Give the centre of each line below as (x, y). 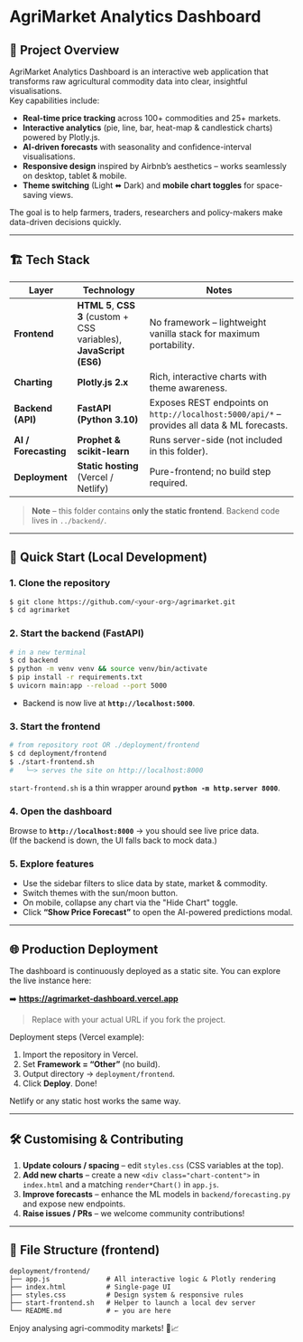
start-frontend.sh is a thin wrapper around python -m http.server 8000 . (145, 788)
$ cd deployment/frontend (58, 754)
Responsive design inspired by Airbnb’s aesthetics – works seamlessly (154, 166)
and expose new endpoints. (74, 1204)
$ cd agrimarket (40, 610)
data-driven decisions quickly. (65, 222)
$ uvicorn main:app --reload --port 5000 (88, 686)
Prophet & (99, 439)
